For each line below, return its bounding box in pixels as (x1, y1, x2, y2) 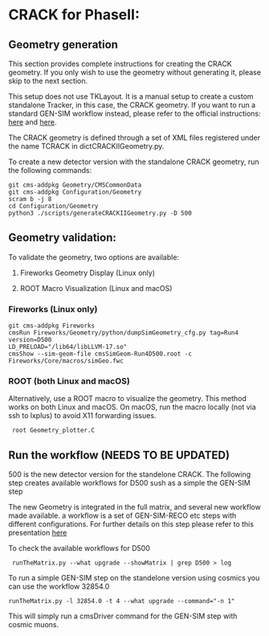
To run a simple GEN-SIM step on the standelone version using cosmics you (8, 573, 260, 583)
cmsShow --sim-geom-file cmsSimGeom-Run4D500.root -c (8, 350, 193, 359)
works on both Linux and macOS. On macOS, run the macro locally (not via (8, 402, 257, 412)
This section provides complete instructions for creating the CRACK (8, 59, 233, 68)
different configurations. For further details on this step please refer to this (8, 519, 255, 529)
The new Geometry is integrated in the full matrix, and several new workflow (8, 503, 261, 512)
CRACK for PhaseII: (8, 6, 141, 24)
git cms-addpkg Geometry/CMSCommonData (8, 181, 142, 189)
